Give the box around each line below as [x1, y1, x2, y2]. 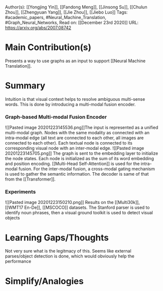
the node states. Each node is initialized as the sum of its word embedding [5, 156, 154, 162]
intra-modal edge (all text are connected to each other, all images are [5, 135, 144, 141]
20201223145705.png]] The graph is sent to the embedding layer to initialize [5, 150, 158, 156]
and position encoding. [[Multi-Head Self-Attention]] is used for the [5, 161, 140, 167]
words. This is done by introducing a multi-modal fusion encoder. [5, 101, 136, 107]
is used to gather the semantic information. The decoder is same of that [5, 171, 149, 177]
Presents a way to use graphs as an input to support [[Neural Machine [5, 58, 146, 64]
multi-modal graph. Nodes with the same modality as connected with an [5, 130, 150, 136]
